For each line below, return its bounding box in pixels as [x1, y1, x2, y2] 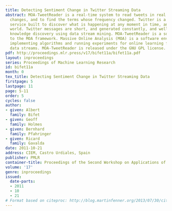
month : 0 [5, 70, 24, 75]
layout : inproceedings [5, 55, 54, 60]
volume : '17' [5, 164, 33, 170]
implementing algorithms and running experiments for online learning [10, 41, 164, 46]
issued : [5, 174, 22, 179]
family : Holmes [10, 121, 42, 127]
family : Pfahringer [10, 131, 52, 136]
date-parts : [10, 179, 36, 184]
